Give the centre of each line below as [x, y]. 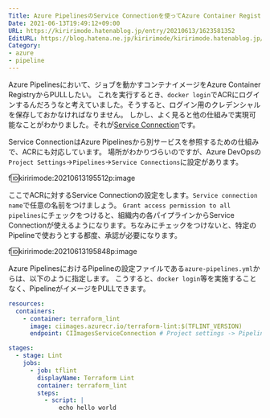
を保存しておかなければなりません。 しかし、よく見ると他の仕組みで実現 [129, 114]
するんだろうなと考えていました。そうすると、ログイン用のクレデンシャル [138, 104]
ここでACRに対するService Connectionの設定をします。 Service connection [133, 195]
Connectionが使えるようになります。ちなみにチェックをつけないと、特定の [133, 225]
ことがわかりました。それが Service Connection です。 [111, 125]
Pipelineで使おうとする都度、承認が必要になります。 [95, 235]
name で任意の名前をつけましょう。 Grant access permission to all [120, 205]
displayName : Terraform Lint [86, 378]
